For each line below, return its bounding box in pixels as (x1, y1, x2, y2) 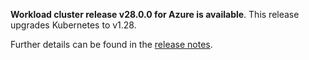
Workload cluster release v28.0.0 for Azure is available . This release (10, 9, 300, 20)
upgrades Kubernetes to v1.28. (10, 19, 137, 31)
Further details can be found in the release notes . (10, 39, 213, 50)
